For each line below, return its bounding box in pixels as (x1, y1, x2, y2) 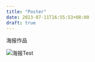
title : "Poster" (6, 8, 47, 15)
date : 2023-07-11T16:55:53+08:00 (6, 14, 90, 20)
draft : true (6, 20, 36, 26)
